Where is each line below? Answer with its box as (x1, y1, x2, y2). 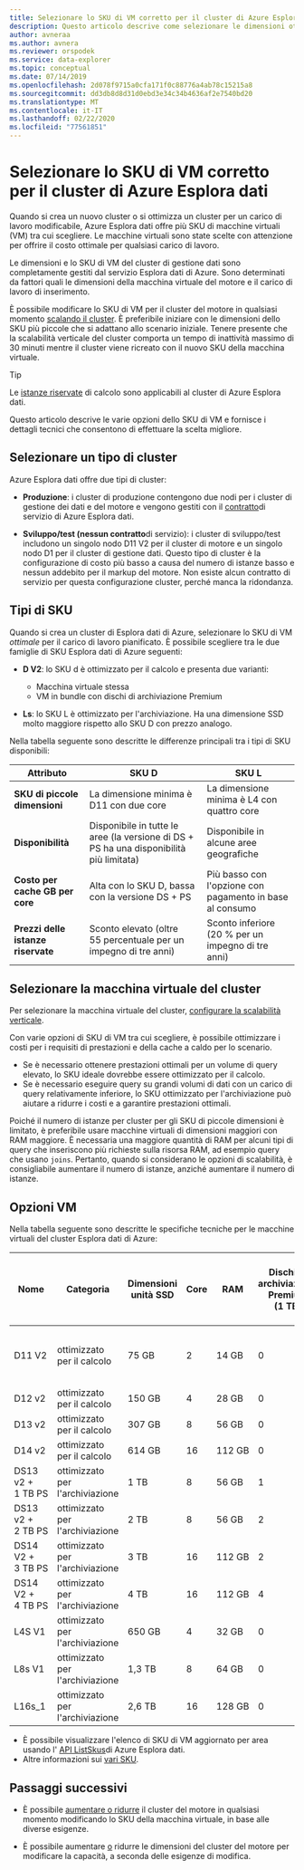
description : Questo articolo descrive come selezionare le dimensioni (9, 22, 285, 31)
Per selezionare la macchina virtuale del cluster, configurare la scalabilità (9, 1005, 281, 1016)
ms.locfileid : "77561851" (9, 123, 107, 132)
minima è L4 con (206, 793, 278, 806)
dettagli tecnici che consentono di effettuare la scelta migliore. (9, 423, 242, 435)
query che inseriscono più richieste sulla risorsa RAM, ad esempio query (9, 1145, 280, 1156)
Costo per (14, 873, 58, 886)
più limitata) (89, 853, 140, 866)
